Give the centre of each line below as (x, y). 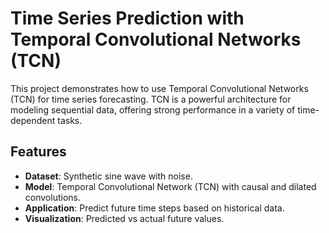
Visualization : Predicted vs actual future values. (124, 218)
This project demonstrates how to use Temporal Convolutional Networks (159, 88)
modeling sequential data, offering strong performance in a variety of (153, 109)
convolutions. (52, 197)
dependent (33, 120)
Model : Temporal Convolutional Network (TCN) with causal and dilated (170, 186)
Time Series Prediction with (127, 18)
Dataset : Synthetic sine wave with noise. (108, 176)
